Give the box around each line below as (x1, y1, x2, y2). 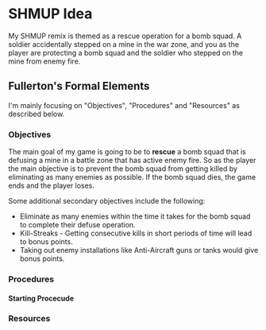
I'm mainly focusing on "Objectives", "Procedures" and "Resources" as (8, 100, 241, 110)
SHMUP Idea (8, 5, 93, 23)
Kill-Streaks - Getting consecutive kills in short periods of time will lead (19, 228, 253, 239)
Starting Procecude (8, 293, 74, 303)
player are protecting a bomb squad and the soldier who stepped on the (8, 48, 244, 57)
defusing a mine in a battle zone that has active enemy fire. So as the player (8, 156, 256, 165)
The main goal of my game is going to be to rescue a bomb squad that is (8, 147, 246, 157)
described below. (8, 109, 65, 118)
